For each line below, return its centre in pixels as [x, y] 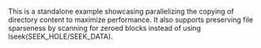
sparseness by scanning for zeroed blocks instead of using [105, 28]
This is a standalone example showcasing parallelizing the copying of [121, 11]
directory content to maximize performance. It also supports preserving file [130, 20]
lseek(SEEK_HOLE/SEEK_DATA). [61, 36]
